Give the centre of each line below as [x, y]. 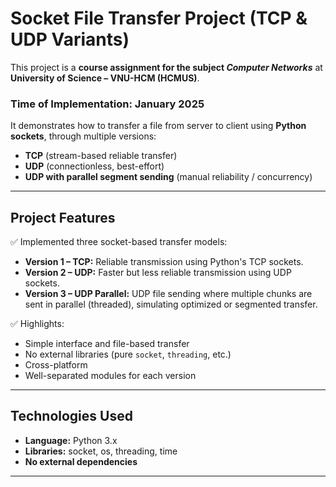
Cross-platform [56, 365]
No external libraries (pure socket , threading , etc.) [128, 354]
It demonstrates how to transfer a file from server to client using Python [158, 126]
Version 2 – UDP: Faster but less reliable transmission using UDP [158, 273]
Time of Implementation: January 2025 [107, 104]
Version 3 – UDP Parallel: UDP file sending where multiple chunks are [168, 294]
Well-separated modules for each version [110, 376]
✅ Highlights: [37, 324]
